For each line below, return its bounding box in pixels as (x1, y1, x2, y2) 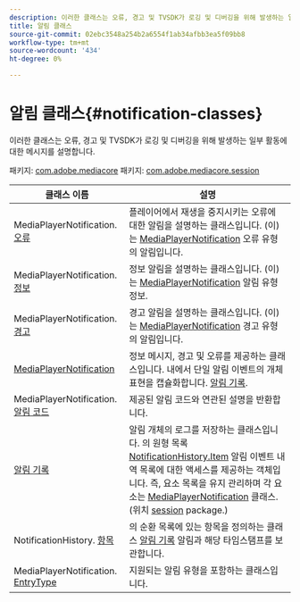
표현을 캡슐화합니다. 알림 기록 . (129, 376, 248, 389)
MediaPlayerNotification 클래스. (147, 490, 279, 503)
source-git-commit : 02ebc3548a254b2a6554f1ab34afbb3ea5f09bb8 (9, 29, 246, 38)
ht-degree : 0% (9, 54, 62, 63)
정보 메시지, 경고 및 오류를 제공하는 (129, 349, 267, 362)
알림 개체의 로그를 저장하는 (129, 423, 235, 436)
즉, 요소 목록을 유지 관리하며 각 (150, 477, 272, 489)
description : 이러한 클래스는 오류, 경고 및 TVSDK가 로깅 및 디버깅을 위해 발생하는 (9, 13, 285, 22)
